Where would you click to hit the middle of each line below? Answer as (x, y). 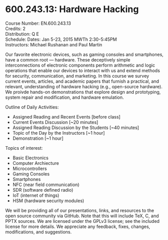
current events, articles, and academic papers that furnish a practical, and (82, 81)
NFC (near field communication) (46, 185)
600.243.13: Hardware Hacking (72, 9)
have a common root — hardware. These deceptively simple (68, 59)
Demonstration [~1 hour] (38, 138)
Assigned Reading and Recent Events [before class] (66, 116)
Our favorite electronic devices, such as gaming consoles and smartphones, (85, 54)
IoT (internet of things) (36, 195)
